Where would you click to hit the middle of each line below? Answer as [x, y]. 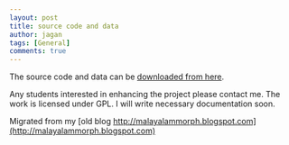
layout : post [34, 18]
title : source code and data [64, 26]
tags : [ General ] [40, 43]
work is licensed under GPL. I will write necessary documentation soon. [142, 104]
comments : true [38, 51]
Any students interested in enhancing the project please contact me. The [145, 95]
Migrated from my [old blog [60, 122]
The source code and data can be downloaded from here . [117, 77]
